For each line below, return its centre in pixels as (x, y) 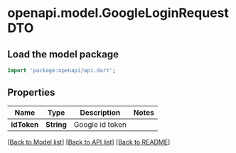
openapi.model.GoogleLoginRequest (118, 13)
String (57, 124)
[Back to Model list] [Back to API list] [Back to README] (89, 142)
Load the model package (63, 54)
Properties (31, 92)
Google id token (100, 124)
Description (100, 113)
